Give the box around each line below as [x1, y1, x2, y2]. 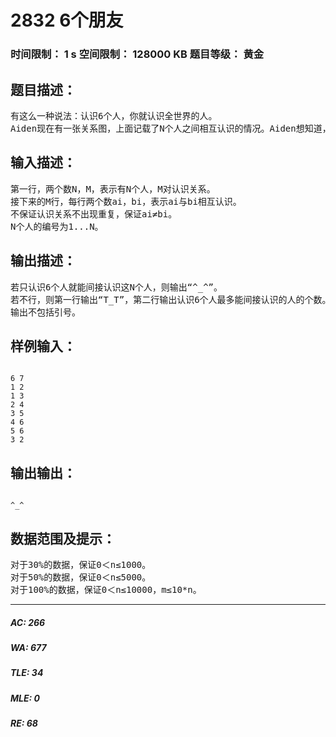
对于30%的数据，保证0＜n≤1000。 [10, 559, 152, 570]
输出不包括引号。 [10, 306, 81, 318]
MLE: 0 [10, 692, 40, 704]
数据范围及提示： [10, 530, 116, 547]
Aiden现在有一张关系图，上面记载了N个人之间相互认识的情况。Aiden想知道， [10, 122, 332, 134]
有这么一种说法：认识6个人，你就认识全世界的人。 [10, 110, 218, 121]
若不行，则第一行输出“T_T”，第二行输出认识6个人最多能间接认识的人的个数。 [10, 294, 332, 305]
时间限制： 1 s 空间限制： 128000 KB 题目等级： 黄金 [10, 47, 265, 61]
